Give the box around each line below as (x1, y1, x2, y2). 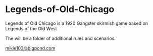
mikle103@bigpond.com (5, 45, 56, 51)
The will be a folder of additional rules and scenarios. (5, 35, 116, 41)
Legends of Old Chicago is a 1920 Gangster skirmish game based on (5, 20, 148, 26)
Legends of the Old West (5, 25, 57, 31)
